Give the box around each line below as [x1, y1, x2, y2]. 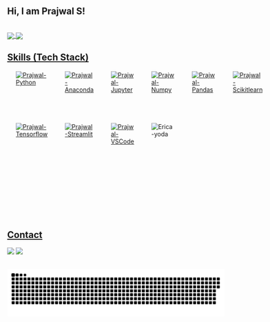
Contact [7, 229, 43, 241]
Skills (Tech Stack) [7, 52, 90, 63]
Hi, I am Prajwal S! [7, 6, 86, 17]
